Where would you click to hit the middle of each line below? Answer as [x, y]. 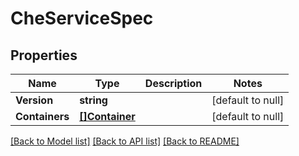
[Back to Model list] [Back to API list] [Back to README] [125, 141]
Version [34, 100]
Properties [44, 55]
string [93, 100]
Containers [42, 116]
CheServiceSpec [82, 18]
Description [173, 83]
